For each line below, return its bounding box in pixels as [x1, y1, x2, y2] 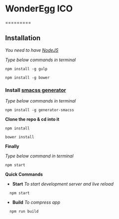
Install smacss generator [5, 87, 66, 94]
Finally [5, 143, 20, 149]
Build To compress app [12, 200, 60, 206]
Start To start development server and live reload [12, 181, 114, 187]
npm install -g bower [5, 75, 50, 80]
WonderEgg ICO [5, 3, 73, 14]
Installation [5, 34, 41, 42]
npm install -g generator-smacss [5, 108, 74, 112]
